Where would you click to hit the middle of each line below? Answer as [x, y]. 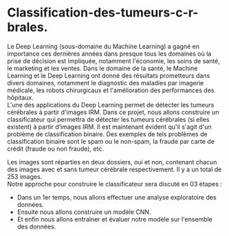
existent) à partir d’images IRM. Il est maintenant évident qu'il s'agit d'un [109, 127]
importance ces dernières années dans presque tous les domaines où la [109, 54]
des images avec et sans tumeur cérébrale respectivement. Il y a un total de [115, 169]
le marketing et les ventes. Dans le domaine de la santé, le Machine [102, 68]
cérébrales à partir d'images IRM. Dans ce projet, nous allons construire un [113, 112]
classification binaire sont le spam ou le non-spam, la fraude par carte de [111, 141]
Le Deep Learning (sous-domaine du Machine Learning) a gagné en [103, 46]
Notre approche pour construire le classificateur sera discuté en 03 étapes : [115, 184]
